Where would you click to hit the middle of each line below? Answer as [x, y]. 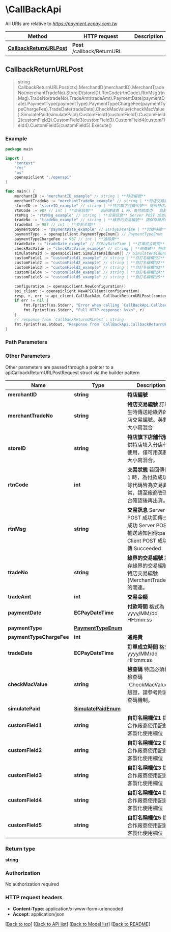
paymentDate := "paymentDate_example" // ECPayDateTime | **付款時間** [90, 230]
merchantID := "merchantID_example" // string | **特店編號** [80, 196]
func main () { [20, 191]
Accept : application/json [38, 914]
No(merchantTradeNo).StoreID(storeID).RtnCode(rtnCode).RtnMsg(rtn [91, 93]
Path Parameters [26, 342]
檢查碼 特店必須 [146, 669]
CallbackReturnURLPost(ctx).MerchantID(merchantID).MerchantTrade [91, 87]
